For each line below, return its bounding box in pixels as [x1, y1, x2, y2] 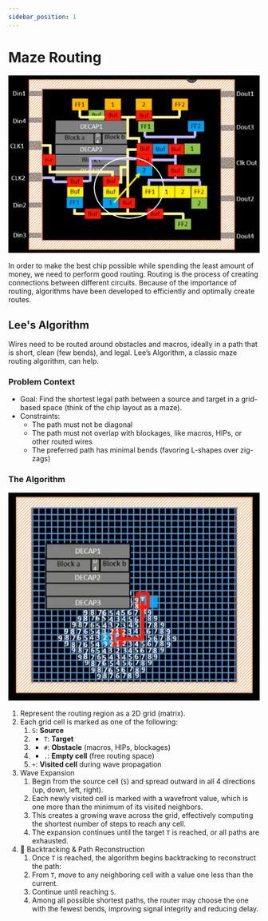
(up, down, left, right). [31, 785, 104, 795]
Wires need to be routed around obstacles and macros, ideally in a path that [8, 340, 258, 349]
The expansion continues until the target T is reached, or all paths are [31, 827, 260, 837]
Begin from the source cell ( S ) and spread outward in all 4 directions [31, 776, 256, 787]
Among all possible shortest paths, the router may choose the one [31, 895, 249, 905]
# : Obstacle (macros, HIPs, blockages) [43, 743, 171, 752]
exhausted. [31, 836, 69, 846]
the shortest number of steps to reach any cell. [31, 819, 186, 829]
